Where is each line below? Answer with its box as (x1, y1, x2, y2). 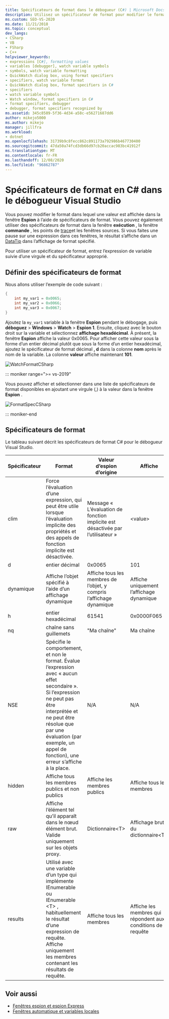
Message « (87, 499, 113, 506)
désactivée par (87, 525, 122, 532)
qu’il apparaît (46, 812, 77, 820)
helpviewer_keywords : (5, 54, 51, 60)
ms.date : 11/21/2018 (5, 21, 49, 27)
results (8, 915, 24, 923)
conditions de (130, 922, 162, 929)
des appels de (46, 534, 79, 541)
